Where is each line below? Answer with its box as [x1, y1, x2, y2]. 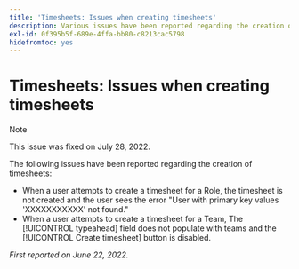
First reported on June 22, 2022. [9, 249, 129, 260]
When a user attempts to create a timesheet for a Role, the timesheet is [21, 186, 283, 196]
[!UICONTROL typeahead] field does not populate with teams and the [21, 223, 278, 233]
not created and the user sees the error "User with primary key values [21, 194, 279, 205]
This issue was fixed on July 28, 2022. [9, 141, 151, 152]
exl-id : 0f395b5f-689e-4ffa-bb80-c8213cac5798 [9, 29, 185, 38]
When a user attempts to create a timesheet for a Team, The [21, 214, 243, 225]
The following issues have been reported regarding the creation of [9, 159, 253, 170]
